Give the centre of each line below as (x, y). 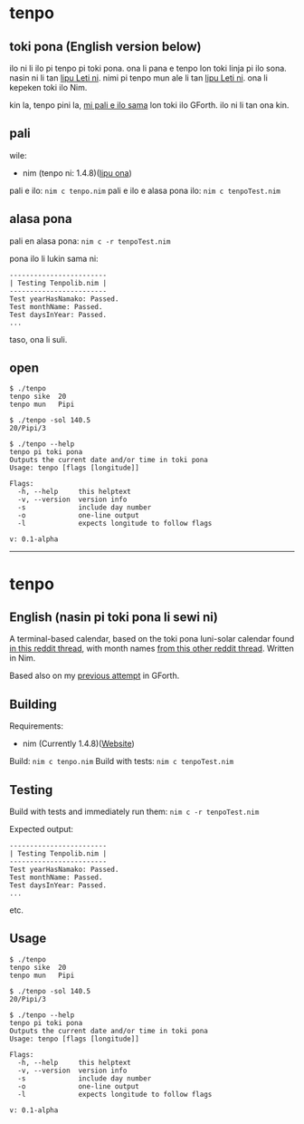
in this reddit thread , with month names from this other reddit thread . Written (152, 649)
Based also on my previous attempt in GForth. (95, 676)
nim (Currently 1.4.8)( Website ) (79, 744)
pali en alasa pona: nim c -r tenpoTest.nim (90, 241)
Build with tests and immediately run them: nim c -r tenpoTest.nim (134, 812)
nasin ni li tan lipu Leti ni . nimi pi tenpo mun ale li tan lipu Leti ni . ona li (139, 78)
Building (33, 704)
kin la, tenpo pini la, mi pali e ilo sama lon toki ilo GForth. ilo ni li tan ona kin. (149, 105)
